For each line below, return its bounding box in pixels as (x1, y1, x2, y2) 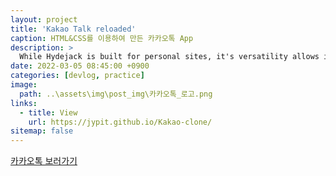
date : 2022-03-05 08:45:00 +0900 (10, 61, 150, 71)
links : (10, 98, 38, 108)
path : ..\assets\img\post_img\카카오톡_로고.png (19, 89, 213, 99)
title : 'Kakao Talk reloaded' (10, 24, 137, 34)
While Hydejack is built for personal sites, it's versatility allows (19, 52, 320, 62)
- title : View (19, 107, 78, 118)
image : (10, 80, 38, 90)
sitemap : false (10, 126, 74, 136)
